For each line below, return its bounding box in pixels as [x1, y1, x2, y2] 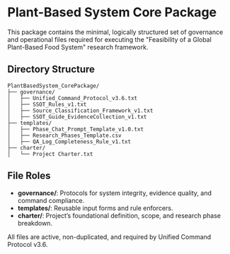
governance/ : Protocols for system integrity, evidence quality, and [17, 189, 212, 197]
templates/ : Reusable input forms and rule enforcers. [17, 204, 173, 212]
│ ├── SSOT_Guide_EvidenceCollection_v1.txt [7, 113, 147, 121]
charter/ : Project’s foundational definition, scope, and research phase [17, 211, 222, 220]
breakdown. [17, 219, 53, 227]
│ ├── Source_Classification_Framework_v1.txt [7, 107, 154, 114]
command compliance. [17, 196, 85, 204]
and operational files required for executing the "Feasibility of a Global [7, 35, 212, 43]
